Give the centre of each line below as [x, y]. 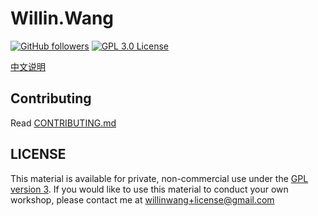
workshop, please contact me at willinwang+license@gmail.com [142, 199]
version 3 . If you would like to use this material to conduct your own [149, 189]
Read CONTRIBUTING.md [63, 123]
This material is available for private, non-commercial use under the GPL [159, 178]
